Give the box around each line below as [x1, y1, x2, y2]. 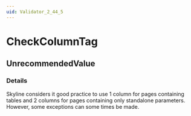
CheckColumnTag [6, 34, 99, 48]
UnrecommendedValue [6, 58, 95, 69]
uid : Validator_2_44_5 [6, 8, 63, 15]
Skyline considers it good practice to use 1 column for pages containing [6, 90, 184, 97]
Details [6, 76, 28, 85]
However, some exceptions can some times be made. [6, 103, 140, 110]
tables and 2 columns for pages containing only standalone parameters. [6, 97, 186, 104]
